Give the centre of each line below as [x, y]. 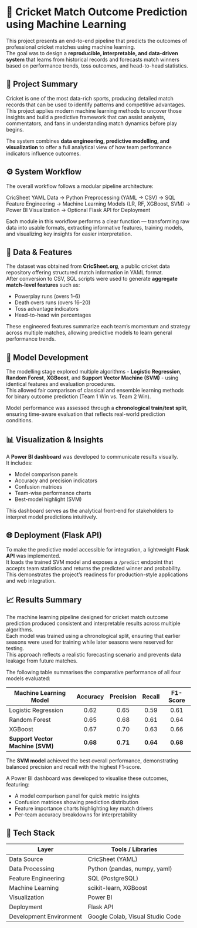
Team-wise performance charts [53, 493]
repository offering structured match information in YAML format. [85, 273]
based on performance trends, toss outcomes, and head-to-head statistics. [97, 65]
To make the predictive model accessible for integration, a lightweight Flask [98, 549]
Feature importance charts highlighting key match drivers [84, 808]
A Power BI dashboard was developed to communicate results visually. [92, 457]
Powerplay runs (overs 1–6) [47, 297]
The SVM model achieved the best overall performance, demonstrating [92, 761]
